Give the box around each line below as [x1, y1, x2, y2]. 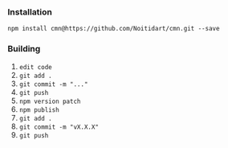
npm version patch [18, 97, 81, 105]
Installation [7, 6, 53, 18]
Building [7, 43, 41, 55]
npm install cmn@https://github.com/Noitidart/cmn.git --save [7, 25, 220, 33]
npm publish [18, 105, 59, 114]
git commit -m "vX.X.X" [18, 123, 100, 131]
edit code [18, 63, 53, 71]
